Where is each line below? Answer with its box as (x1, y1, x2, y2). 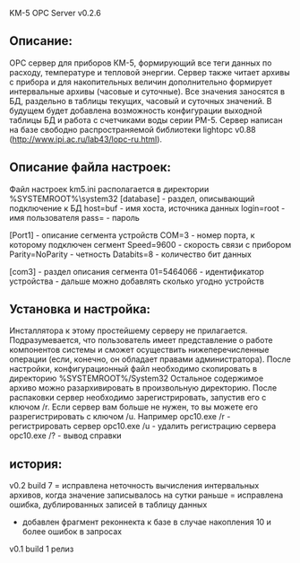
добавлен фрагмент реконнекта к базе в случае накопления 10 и (21, 516, 271, 528)
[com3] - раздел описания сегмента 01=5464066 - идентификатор (9, 266, 264, 277)
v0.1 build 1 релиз (9, 543, 74, 555)
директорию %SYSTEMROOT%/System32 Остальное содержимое (9, 373, 264, 384)
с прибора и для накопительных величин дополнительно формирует (9, 76, 273, 87)
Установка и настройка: (9, 302, 150, 317)
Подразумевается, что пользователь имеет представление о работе (9, 335, 273, 346)
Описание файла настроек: (9, 160, 172, 175)
